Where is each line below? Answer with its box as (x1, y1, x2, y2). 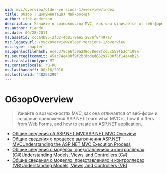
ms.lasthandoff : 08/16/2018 (5, 68, 64, 73)
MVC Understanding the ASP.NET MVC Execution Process (12, 141, 131, 147)
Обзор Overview (5, 94, 74, 105)
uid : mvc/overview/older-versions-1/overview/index (5, 7, 114, 12)
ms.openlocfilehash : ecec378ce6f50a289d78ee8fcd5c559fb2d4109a (5, 49, 139, 54)
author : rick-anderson (5, 16, 52, 21)
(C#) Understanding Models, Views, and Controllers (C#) (12, 152, 128, 158)
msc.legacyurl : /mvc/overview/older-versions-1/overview (5, 40, 126, 45)
